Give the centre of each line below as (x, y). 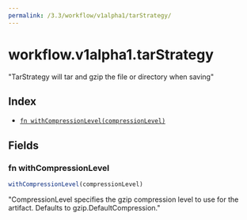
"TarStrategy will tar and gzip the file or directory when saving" (111, 77)
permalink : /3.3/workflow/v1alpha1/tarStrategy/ (90, 15)
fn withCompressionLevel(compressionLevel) (93, 121)
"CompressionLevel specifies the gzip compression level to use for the (123, 199)
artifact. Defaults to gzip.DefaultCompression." (84, 207)
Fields (24, 145)
